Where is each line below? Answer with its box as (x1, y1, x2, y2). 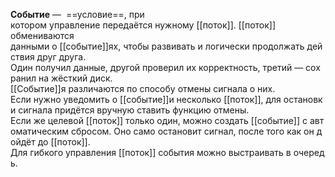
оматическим (10, 125, 69, 137)
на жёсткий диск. (38, 72, 113, 84)
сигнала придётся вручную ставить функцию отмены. (18, 104, 250, 116)
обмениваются (10, 30, 75, 41)
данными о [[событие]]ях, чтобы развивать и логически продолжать (10, 40, 305, 52)
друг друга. (36, 51, 87, 63)
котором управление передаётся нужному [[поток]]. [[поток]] (10, 19, 277, 31)
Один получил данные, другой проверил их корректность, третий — (10, 62, 304, 73)
